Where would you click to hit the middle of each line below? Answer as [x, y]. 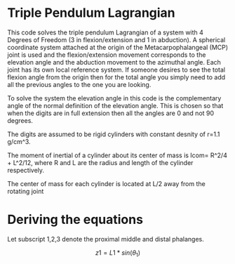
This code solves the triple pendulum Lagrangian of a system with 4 [105, 32]
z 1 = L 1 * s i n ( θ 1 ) [118, 253]
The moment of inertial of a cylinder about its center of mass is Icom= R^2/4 [117, 155]
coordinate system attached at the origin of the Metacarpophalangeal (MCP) [118, 47]
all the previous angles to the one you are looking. [79, 84]
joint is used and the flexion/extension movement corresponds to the [107, 55]
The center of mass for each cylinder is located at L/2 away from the [106, 183]
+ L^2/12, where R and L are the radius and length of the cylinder [100, 162]
